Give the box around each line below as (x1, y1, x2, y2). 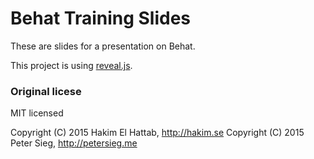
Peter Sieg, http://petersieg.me (10, 137, 138, 149)
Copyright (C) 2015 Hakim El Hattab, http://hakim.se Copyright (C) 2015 (10, 127, 305, 139)
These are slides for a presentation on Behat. (10, 40, 196, 52)
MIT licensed (10, 107, 64, 119)
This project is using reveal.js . (10, 59, 133, 71)
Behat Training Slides (10, 7, 192, 30)
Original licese (10, 84, 82, 98)
